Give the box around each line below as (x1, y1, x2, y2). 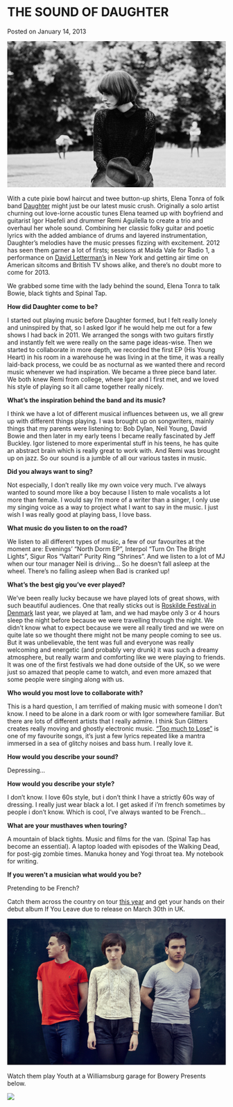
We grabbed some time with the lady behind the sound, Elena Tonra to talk (7, 281, 221, 289)
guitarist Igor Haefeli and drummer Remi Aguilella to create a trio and (7, 216, 203, 225)
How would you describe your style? (7, 779, 115, 788)
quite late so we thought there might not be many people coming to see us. (7, 630, 222, 639)
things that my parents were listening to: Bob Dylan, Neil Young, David (7, 424, 207, 432)
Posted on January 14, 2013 (7, 27, 87, 35)
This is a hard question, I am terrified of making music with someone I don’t (7, 702, 223, 710)
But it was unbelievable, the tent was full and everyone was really (7, 638, 194, 646)
